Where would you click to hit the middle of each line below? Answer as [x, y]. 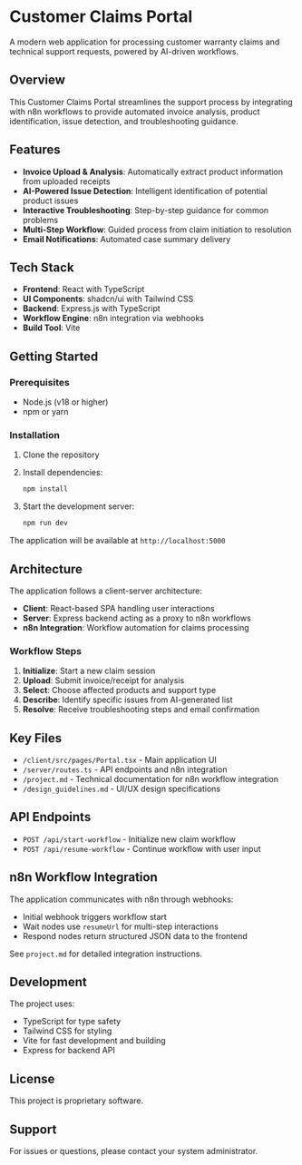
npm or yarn [45, 412]
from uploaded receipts [66, 181]
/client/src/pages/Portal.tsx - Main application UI [120, 760]
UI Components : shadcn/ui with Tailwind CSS [108, 299]
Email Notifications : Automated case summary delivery [127, 239]
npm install [45, 489]
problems [40, 220]
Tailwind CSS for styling [67, 1031]
